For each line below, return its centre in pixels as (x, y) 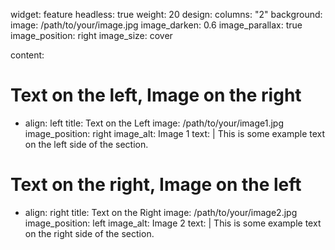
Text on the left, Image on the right (156, 95)
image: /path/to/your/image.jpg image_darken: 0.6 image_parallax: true (156, 25)
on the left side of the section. (86, 144)
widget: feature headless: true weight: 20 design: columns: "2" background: (166, 14)
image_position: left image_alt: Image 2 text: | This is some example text (173, 223)
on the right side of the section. (89, 233)
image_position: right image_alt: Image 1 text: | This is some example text (175, 133)
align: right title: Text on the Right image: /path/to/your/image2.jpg (161, 212)
